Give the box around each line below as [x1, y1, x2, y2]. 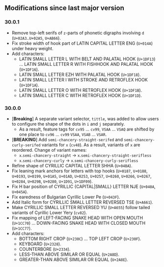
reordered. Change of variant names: [11, 147, 87, 153]
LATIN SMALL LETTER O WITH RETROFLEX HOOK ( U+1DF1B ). [19, 87, 142, 93]
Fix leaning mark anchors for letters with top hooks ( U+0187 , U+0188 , [11, 168, 148, 174]
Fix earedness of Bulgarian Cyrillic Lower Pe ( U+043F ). [11, 194, 120, 200]
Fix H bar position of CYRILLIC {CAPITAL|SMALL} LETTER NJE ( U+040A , [11, 184, 156, 189]
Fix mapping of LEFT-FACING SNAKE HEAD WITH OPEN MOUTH [11, 214, 143, 220]
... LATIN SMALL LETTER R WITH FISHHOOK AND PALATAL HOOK [19, 61, 153, 67]
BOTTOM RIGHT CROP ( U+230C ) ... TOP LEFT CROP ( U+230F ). [19, 236, 141, 241]
